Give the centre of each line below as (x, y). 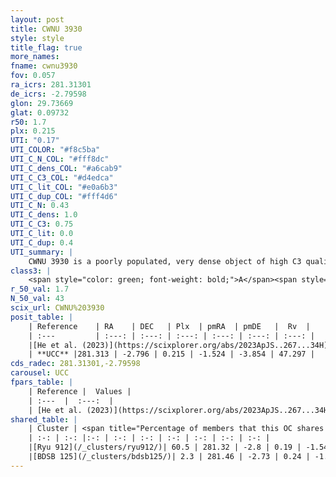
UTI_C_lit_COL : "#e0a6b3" (64, 187)
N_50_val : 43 (37, 299)
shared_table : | (44, 419)
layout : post (37, 19)
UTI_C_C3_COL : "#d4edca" (62, 177)
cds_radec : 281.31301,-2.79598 (75, 364)
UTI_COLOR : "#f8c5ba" (55, 150)
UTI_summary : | (42, 252)
